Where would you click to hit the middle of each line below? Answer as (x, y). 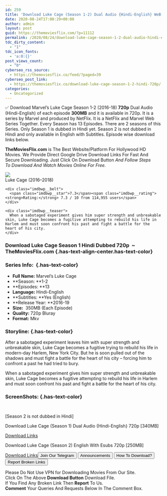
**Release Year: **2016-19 (41, 302)
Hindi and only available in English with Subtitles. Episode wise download (80, 134)
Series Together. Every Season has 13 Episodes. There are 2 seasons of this (83, 124)
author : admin (20, 24)
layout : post (19, 28)
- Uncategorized (26, 93)
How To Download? (134, 456)
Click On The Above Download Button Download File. (60, 478)
